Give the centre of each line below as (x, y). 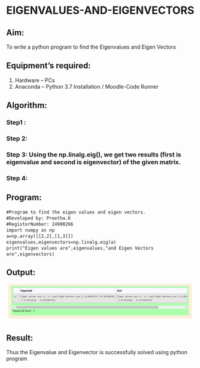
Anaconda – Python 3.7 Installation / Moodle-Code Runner (87, 86)
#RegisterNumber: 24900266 (40, 224)
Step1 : (16, 122)
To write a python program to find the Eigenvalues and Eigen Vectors (91, 47)
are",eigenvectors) (31, 254)
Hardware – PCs (35, 80)
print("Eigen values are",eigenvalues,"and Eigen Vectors (80, 248)
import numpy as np (31, 230)
